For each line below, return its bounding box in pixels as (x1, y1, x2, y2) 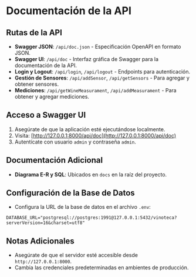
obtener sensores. (14, 81, 59, 88)
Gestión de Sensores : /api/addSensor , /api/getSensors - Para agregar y (14, 75, 190, 81)
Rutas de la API (6, 28, 63, 38)
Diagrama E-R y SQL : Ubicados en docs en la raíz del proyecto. (14, 171, 167, 178)
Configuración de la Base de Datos (6, 188, 135, 198)
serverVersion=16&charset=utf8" (6, 220, 85, 226)
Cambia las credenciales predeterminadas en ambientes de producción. (14, 264, 189, 271)
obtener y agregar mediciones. (14, 93, 90, 100)
